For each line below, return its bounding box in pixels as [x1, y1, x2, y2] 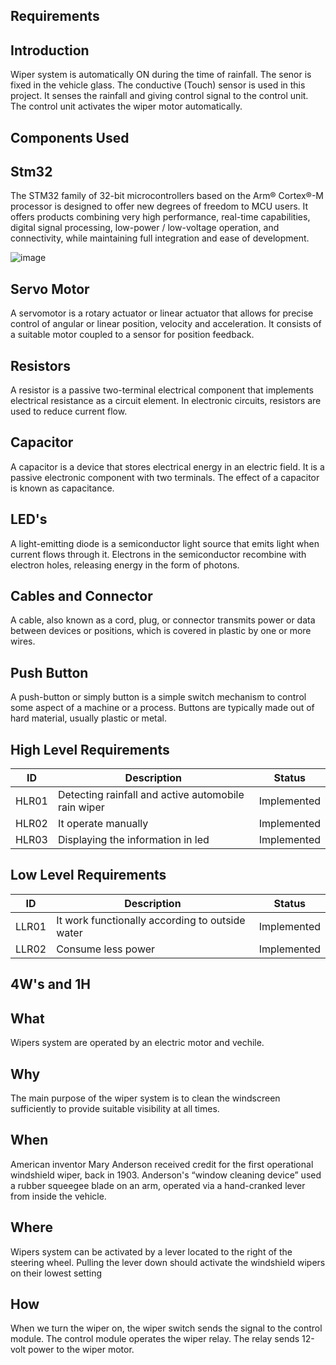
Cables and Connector [10, 588, 153, 605]
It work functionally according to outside [56, 913, 246, 927]
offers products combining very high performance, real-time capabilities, [10, 211, 311, 223]
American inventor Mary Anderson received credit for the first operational [10, 1158, 314, 1170]
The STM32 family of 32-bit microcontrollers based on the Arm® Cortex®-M [10, 190, 325, 202]
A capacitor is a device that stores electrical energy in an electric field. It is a [10, 460, 325, 473]
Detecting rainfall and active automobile [57, 788, 245, 802]
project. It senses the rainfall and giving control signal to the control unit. [10, 90, 309, 102]
